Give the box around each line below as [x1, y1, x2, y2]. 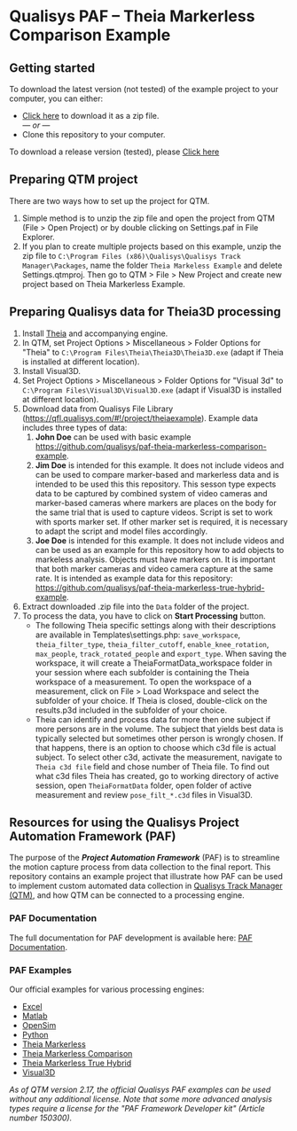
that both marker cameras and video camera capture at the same [35, 563, 273, 573]
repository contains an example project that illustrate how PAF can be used [9, 871, 284, 882]
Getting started [9, 60, 96, 75]
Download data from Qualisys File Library [21, 403, 174, 414]
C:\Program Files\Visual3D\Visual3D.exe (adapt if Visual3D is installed [21, 384, 282, 395]
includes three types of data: [21, 422, 128, 433]
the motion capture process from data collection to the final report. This [9, 862, 271, 872]
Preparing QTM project [9, 172, 139, 187]
